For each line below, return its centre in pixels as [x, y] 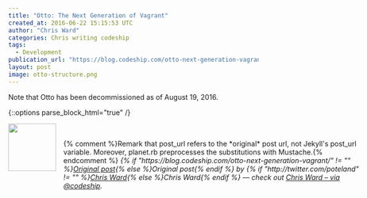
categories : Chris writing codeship [69, 38]
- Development [39, 52]
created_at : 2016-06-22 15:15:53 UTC [71, 23]
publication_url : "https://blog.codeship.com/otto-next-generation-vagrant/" [140, 60]
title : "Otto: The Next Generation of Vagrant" [89, 15]
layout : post [30, 67]
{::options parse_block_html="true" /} [70, 112]
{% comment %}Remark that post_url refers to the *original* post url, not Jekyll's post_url [210, 143]
